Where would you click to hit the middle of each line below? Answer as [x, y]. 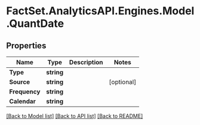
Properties [26, 46]
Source [20, 82]
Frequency [25, 92]
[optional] [123, 82]
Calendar [22, 101]
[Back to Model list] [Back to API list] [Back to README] [75, 116]
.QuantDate [35, 24]
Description [86, 62]
